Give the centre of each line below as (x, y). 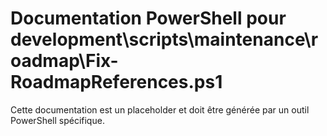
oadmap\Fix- (64, 61)
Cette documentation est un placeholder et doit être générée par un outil (160, 109)
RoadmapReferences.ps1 (116, 82)
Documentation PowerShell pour (148, 18)
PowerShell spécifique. (57, 120)
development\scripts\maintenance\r (164, 39)
